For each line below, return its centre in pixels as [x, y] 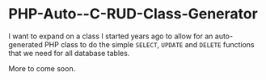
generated [25, 44]
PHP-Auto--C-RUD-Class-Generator [133, 14]
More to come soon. [42, 68]
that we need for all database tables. [69, 53]
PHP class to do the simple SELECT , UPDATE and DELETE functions [149, 44]
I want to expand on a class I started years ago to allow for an [111, 36]
